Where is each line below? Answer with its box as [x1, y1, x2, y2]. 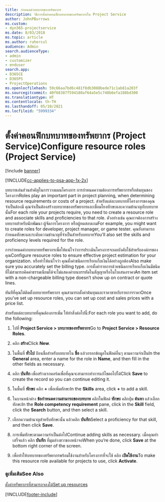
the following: [5, 315, 33, 321]
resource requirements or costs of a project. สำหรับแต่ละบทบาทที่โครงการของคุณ [5, 198, 155, 204]
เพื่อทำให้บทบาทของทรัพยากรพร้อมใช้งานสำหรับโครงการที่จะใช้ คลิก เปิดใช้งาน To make [12, 452, 156, 458]
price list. [5, 300, 24, 306]
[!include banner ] [5, 167, 41, 173]
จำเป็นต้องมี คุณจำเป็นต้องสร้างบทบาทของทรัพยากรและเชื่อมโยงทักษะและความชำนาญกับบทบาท [5, 204, 158, 210]
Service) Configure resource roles [5, 141, 146, 152]
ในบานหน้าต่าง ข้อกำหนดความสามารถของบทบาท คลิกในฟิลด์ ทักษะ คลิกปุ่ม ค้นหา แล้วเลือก [12, 395, 160, 401]
